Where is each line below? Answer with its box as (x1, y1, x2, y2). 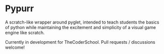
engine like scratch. (5, 29, 45, 35)
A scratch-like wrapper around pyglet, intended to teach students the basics (5, 19, 160, 25)
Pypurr (5, 3, 34, 14)
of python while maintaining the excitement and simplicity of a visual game (5, 24, 156, 30)
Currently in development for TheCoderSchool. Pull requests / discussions (5, 39, 156, 45)
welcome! (5, 44, 25, 50)
